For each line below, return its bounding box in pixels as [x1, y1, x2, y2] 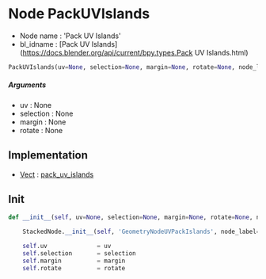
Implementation [8, 148, 89, 162]
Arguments [8, 80, 47, 90]
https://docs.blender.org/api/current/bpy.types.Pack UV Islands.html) [22, 48, 249, 57]
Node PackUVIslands [8, 5, 150, 23]
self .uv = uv [22, 243, 112, 250]
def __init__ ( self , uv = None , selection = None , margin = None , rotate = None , [8, 213, 253, 222]
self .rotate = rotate [22, 264, 126, 272]
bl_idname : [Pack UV [19, 39, 90, 48]
